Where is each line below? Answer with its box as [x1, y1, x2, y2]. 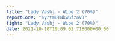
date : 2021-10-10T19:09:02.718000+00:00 [6, 25, 110, 32]
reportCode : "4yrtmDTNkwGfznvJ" [6, 14, 87, 20]
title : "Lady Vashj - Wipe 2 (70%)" [6, 8, 98, 15]
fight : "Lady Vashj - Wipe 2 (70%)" [6, 20, 98, 26]
